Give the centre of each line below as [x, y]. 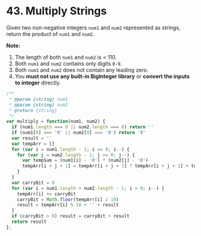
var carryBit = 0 [33, 183]
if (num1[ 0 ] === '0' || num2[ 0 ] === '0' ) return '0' [79, 133]
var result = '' [32, 138]
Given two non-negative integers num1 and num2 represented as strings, [93, 28]
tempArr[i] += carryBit [47, 194]
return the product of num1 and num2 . [50, 34]
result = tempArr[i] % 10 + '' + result [68, 205]
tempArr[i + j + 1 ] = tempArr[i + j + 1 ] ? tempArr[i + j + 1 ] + [105, 166]
